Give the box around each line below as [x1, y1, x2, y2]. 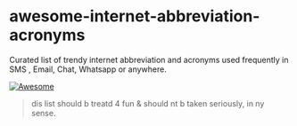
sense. [30, 107, 56, 118]
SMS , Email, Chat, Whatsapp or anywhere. [9, 64, 167, 75]
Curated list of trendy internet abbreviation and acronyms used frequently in [9, 54, 289, 65]
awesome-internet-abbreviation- [9, 6, 260, 27]
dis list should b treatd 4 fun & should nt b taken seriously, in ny [30, 98, 265, 108]
